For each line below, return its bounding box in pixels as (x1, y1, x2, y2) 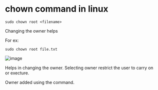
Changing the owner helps (5, 28, 58, 34)
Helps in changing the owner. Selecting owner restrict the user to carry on (5, 65, 154, 71)
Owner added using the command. (5, 79, 74, 85)
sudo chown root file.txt (5, 47, 57, 52)
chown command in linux (5, 3, 108, 15)
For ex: (5, 37, 19, 43)
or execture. (5, 70, 30, 76)
